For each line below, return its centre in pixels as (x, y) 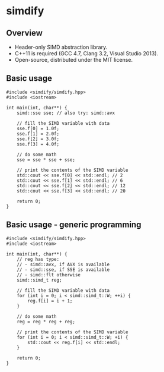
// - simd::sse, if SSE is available (63, 269)
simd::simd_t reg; (39, 280)
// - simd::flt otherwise (49, 275)
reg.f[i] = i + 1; (50, 301)
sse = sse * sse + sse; (46, 160)
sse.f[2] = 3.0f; (38, 139)
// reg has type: (38, 259)
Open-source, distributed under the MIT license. (74, 60)
